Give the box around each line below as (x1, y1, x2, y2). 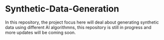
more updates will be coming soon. (5, 29, 76, 35)
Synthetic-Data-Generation (5, 3, 119, 14)
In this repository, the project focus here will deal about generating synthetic (5, 19, 159, 25)
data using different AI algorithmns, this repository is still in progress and (5, 24, 152, 30)
